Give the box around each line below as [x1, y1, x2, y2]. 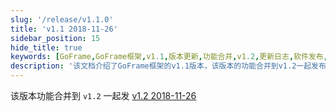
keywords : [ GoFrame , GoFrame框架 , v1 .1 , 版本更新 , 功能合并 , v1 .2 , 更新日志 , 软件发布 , [10, 52, 328, 62]
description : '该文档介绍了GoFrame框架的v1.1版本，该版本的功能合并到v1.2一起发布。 [10, 61, 334, 71]
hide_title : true [10, 42, 83, 53]
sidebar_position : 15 [10, 33, 101, 43]
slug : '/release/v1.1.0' [10, 14, 114, 25]
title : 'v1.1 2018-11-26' [10, 24, 118, 34]
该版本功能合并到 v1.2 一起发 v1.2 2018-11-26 [10, 90, 197, 101]
